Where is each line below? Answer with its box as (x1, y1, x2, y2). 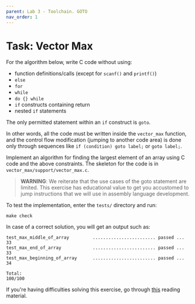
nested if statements (14, 107, 67, 114)
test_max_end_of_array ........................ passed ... (6, 245, 184, 251)
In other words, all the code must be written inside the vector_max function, (6, 130, 187, 137)
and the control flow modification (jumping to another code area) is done (6, 136, 182, 144)
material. (6, 292, 28, 299)
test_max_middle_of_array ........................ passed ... (6, 235, 184, 241)
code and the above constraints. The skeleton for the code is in (6, 160, 159, 167)
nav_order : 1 (6, 14, 38, 20)
